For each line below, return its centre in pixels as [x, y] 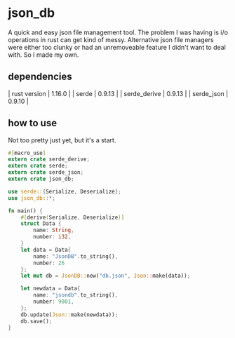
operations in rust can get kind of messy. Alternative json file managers [111, 39]
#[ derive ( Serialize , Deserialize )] [73, 217]
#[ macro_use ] [27, 153]
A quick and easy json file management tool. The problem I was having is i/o [118, 32]
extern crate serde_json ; [46, 173]
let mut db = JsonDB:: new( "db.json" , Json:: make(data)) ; [106, 276]
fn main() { [25, 211]
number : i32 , [52, 237]
